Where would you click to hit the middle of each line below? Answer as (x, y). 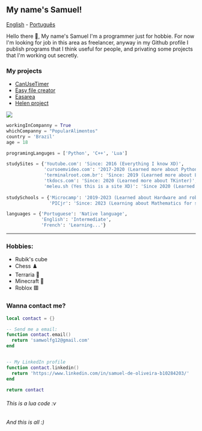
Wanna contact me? (36, 306)
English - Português (31, 24)
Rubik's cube (31, 259)
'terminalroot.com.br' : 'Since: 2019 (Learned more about (118, 175)
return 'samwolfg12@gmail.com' (51, 340)
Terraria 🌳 (27, 275)
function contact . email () (38, 335)
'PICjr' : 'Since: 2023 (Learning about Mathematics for (121, 203)
